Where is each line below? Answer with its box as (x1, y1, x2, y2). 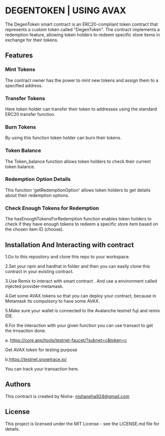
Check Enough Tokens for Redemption (5, 205, 99, 212)
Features (5, 51, 33, 60)
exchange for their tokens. (5, 37, 59, 43)
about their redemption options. (5, 192, 69, 198)
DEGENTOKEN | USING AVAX (5, 5, 127, 16)
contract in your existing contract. (5, 268, 74, 274)
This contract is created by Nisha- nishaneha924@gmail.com (5, 393, 130, 399)
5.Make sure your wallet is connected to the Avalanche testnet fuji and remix (5, 307, 160, 313)
